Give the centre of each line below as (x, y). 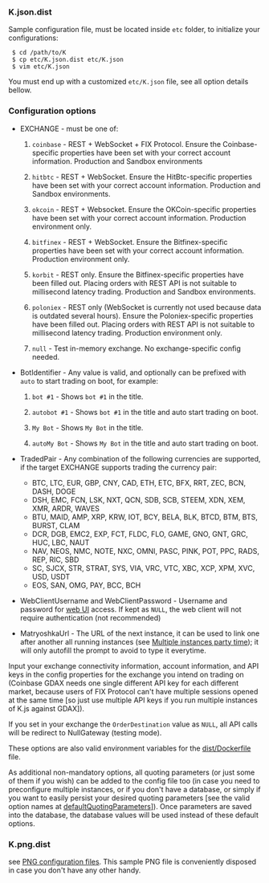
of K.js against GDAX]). (47, 708)
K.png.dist (29, 844)
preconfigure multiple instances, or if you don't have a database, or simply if (134, 789)
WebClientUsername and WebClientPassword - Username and (123, 600)
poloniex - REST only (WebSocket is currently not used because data (147, 307)
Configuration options (52, 111)
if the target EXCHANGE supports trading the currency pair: (118, 467)
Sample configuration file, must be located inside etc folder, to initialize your (134, 30)
